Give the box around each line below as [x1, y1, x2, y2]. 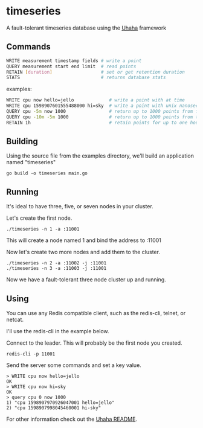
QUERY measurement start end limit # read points [6, 63, 137, 69]
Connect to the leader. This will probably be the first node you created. [6, 339, 182, 347]
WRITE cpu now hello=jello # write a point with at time [6, 97, 185, 103]
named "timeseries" [6, 159, 56, 166]
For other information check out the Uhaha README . [6, 415, 138, 423]
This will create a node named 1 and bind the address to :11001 [6, 237, 161, 244]
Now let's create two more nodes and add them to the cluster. [6, 249, 160, 256]
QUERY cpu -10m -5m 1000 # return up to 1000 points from [6, 113, 193, 120]
